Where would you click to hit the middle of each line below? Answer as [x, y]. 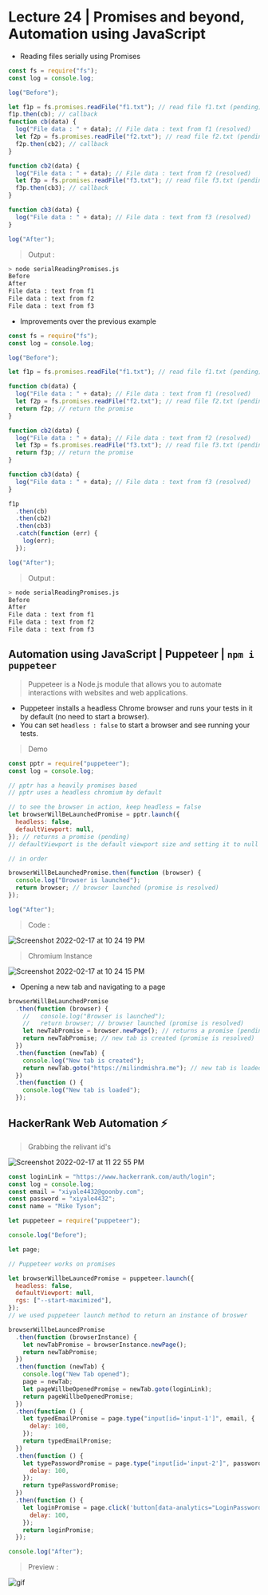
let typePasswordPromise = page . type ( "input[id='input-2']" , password [142, 1463]
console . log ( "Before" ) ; [48, 1235]
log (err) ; [39, 541]
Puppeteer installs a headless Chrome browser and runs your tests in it [136, 708]
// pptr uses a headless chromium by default [85, 793]
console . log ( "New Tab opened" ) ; [76, 1374]
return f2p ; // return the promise [75, 408]
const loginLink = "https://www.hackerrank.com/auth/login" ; [112, 1176]
